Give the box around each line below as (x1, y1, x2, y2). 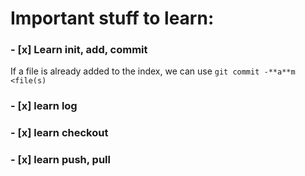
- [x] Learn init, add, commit (10, 43, 148, 57)
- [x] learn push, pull (10, 153, 111, 167)
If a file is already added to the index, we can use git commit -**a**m (10, 65, 296, 77)
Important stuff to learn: (10, 7, 215, 30)
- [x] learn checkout (10, 126, 109, 140)
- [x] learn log (10, 99, 78, 113)
